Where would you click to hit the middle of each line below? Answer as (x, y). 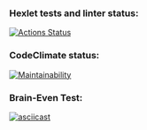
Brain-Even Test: (46, 97)
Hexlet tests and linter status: (74, 13)
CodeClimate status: (54, 56)
